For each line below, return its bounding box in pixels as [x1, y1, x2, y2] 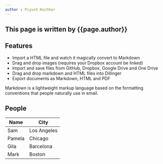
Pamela [7, 135, 25, 142]
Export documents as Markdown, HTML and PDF [12, 75, 110, 81]
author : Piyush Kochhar [5, 7, 55, 12]
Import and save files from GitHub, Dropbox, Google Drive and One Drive [12, 65, 158, 71]
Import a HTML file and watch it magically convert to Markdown [12, 55, 140, 61]
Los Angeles [29, 127, 58, 134]
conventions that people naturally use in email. [5, 90, 99, 96]
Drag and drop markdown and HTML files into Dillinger [12, 70, 122, 76]
